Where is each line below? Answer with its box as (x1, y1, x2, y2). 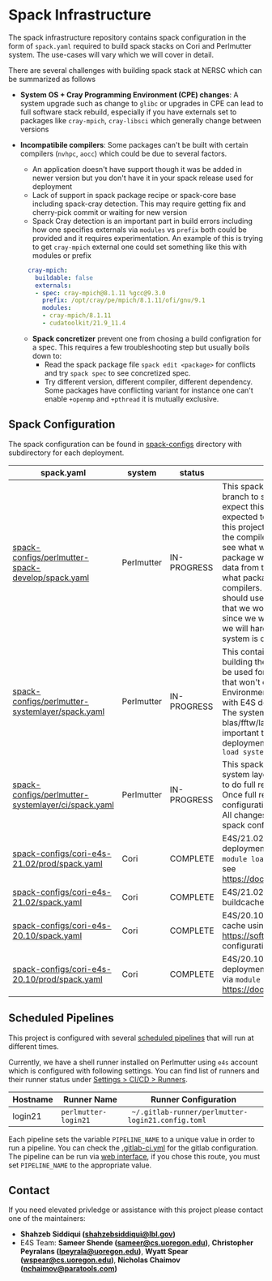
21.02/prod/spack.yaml (12, 858, 103, 869)
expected (222, 511, 258, 522)
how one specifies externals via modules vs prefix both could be (32, 225, 247, 234)
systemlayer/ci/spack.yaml (12, 799, 115, 810)
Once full (222, 789, 257, 800)
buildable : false (35, 273, 94, 282)
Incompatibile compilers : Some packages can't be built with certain (19, 140, 249, 149)
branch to (222, 491, 259, 502)
